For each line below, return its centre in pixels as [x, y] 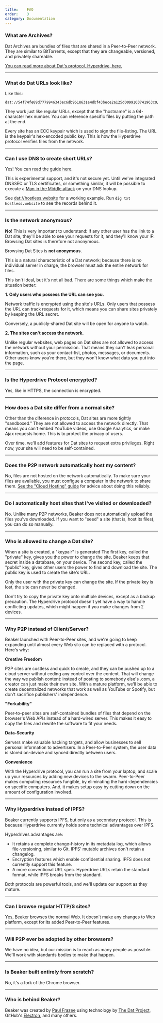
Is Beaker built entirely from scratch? [49, 972]
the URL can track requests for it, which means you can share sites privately [81, 309]
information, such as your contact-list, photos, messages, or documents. [78, 353]
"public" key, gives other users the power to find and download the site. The [81, 568]
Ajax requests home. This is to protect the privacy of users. [64, 434]
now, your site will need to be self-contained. [50, 448]
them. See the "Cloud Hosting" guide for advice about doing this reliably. [78, 486]
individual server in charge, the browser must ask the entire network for [77, 265]
